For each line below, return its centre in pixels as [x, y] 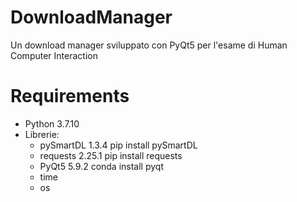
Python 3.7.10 [52, 123]
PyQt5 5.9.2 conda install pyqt [101, 166]
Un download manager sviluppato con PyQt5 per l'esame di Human [149, 45]
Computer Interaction [54, 55]
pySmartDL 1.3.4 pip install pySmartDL [118, 145]
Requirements [70, 96]
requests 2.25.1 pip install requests [111, 155]
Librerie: [42, 134]
